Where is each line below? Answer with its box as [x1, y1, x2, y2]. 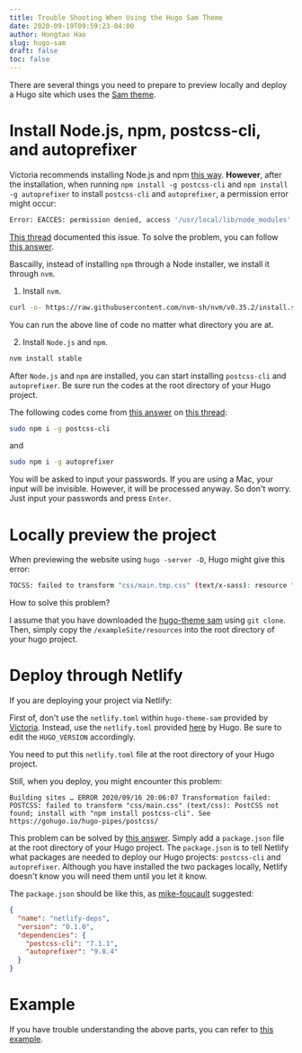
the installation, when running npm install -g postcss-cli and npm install [9, 179, 289, 190]
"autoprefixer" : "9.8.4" [25, 947, 119, 957]
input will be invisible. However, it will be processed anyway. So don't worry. [9, 483, 292, 494]
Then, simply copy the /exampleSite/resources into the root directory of [9, 624, 276, 635]
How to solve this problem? [9, 597, 111, 608]
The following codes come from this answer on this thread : [9, 406, 227, 418]
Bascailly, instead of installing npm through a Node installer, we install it [9, 258, 270, 270]
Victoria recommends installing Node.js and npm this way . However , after [9, 169, 282, 180]
